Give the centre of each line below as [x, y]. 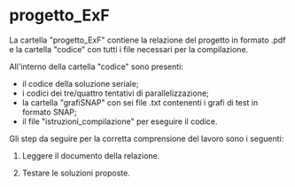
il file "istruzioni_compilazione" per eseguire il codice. [120, 121]
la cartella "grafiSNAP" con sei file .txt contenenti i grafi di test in [140, 102]
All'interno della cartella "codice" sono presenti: [97, 66]
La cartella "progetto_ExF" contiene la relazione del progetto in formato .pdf [147, 40]
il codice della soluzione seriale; [80, 83]
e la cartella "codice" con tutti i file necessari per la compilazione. [129, 49]
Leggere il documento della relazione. [91, 155]
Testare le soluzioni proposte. [76, 173]
